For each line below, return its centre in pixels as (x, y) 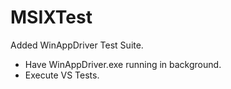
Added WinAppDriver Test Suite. (77, 45)
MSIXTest (51, 17)
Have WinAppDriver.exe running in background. (123, 64)
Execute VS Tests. (62, 75)
